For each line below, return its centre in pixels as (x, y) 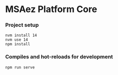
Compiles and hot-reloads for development (59, 57)
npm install (18, 44)
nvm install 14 (21, 35)
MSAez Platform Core (51, 9)
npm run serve (20, 67)
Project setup (22, 25)
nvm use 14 (17, 40)
